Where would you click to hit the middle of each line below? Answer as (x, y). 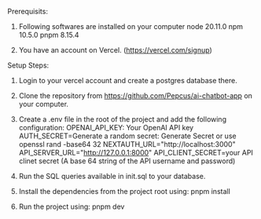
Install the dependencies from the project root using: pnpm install (125, 191)
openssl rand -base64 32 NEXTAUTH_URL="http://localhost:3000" (127, 144)
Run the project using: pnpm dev (72, 206)
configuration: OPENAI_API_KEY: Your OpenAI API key (106, 128)
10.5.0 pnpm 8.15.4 (49, 35)
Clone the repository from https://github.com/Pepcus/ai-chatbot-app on (136, 96)
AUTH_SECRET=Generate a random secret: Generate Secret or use (127, 136)
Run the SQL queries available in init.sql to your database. (112, 176)
